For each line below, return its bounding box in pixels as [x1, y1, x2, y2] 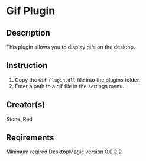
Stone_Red [6, 115, 33, 123]
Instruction [6, 60, 48, 70]
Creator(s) [6, 99, 46, 110]
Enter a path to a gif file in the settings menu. [14, 82, 125, 89]
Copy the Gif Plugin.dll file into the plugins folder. [14, 76, 141, 83]
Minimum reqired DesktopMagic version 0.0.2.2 [6, 148, 122, 155]
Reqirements [6, 133, 54, 143]
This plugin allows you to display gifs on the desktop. [6, 43, 135, 50]
